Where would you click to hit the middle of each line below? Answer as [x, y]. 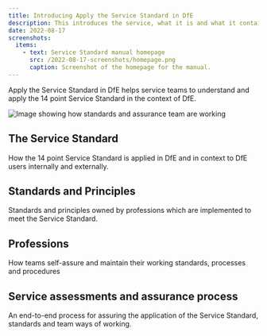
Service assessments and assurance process [123, 296]
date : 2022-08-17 [37, 30]
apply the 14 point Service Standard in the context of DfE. [102, 98]
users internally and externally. [58, 166]
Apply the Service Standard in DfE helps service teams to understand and [129, 90]
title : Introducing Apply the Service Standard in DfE [101, 15]
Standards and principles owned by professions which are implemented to [130, 210]
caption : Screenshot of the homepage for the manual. [120, 68]
